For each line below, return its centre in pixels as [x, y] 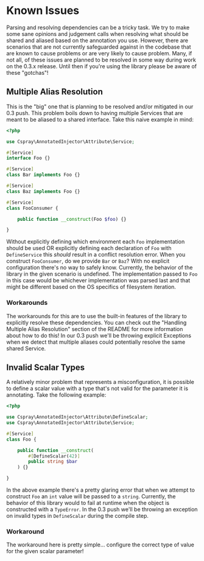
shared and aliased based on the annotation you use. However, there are [97, 40]
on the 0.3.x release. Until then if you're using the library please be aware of [102, 66]
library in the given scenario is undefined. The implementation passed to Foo [102, 274]
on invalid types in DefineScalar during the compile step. [78, 516]
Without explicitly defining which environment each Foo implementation [96, 242]
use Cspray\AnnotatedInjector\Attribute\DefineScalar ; [77, 417]
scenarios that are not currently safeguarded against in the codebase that [99, 47]
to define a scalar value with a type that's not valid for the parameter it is [97, 389]
